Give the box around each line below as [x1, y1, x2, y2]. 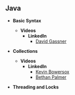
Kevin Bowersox [35, 69, 70, 75]
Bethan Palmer [35, 74, 67, 80]
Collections [12, 48, 38, 54]
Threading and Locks [12, 84, 59, 90]
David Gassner [35, 38, 67, 44]
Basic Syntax [12, 17, 42, 23]
